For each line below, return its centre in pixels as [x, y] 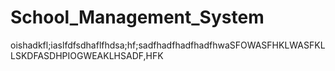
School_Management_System [137, 17]
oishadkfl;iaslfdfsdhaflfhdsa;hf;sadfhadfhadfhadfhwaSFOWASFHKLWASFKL [168, 45]
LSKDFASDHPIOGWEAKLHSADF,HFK [87, 55]
